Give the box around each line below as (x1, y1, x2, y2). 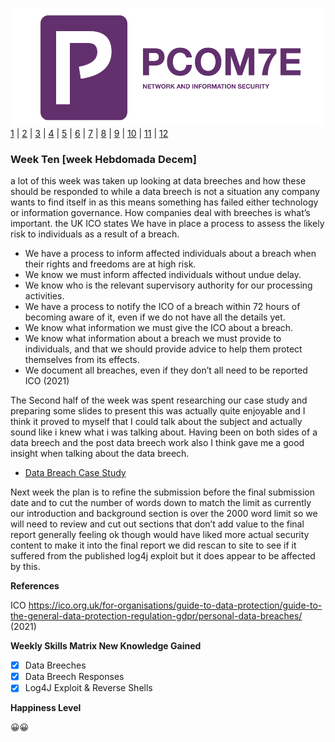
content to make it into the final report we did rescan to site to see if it (10, 539, 297, 552)
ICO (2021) (24, 375, 70, 387)
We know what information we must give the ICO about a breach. (24, 322, 294, 334)
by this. (10, 561, 41, 573)
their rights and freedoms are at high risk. (24, 258, 197, 270)
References (10, 580, 60, 592)
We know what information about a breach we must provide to (24, 333, 282, 345)
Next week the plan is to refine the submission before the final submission (10, 486, 315, 498)
